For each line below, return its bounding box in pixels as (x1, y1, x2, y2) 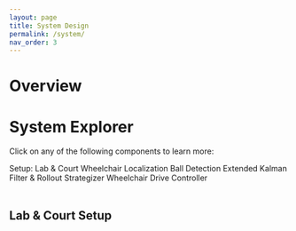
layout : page (9, 12, 58, 22)
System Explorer (9, 116, 135, 137)
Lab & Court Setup (9, 208, 113, 223)
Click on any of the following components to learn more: (9, 146, 214, 156)
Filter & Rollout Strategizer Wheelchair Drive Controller (9, 172, 208, 183)
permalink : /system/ (9, 29, 86, 38)
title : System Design (9, 21, 90, 30)
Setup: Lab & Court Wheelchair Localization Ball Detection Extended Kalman (9, 163, 288, 174)
